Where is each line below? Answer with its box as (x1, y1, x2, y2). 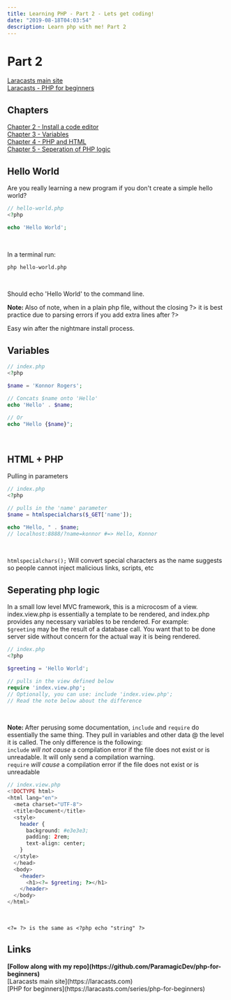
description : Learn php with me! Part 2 (7, 23, 127, 30)
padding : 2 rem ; (25, 834, 70, 841)
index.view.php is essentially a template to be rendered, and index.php (7, 610, 210, 619)
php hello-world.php (7, 264, 68, 271)
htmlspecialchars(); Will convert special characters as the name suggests (7, 557, 223, 565)
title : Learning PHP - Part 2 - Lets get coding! (7, 10, 155, 17)
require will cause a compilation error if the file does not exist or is (7, 760, 199, 769)
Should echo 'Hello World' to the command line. (7, 290, 145, 298)
